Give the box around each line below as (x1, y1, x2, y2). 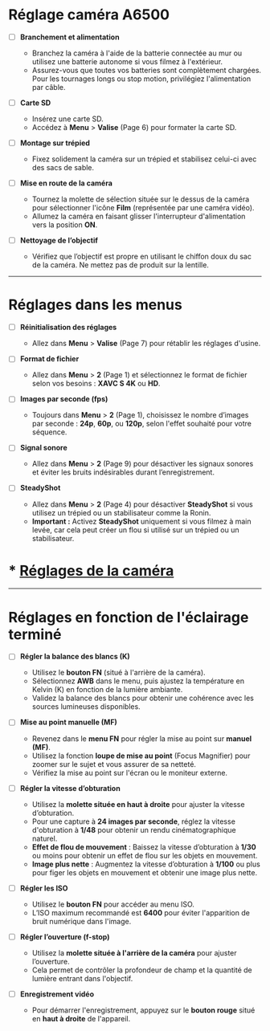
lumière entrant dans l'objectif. (31, 973, 133, 983)
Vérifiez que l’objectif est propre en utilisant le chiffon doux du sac (31, 251, 252, 262)
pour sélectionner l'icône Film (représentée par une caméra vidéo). (31, 203, 255, 213)
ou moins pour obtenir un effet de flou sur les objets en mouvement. (31, 850, 258, 860)
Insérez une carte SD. (31, 114, 104, 124)
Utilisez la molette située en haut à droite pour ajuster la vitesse (31, 799, 245, 809)
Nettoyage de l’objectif (19, 235, 99, 246)
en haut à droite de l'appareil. (31, 1013, 131, 1023)
